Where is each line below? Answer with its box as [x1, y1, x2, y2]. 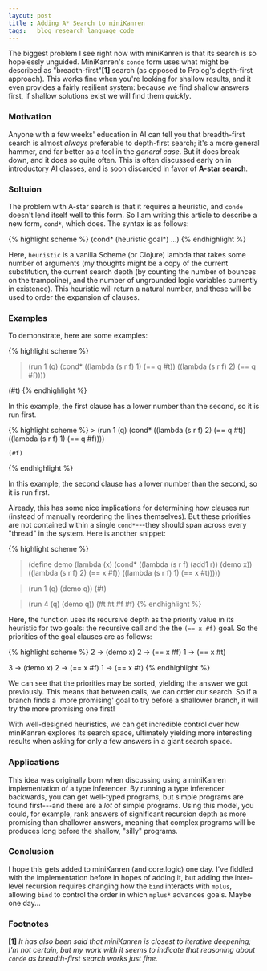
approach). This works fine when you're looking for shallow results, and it [8, 74, 251, 84]
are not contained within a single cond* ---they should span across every [8, 520, 247, 530]
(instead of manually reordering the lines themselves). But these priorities [8, 512, 251, 521]
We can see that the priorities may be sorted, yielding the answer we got [8, 678, 249, 688]
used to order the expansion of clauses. [8, 292, 140, 301]
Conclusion [8, 846, 55, 857]
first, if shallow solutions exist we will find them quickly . [8, 91, 192, 101]
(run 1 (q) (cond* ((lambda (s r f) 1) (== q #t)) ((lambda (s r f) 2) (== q [27, 362, 257, 371]
